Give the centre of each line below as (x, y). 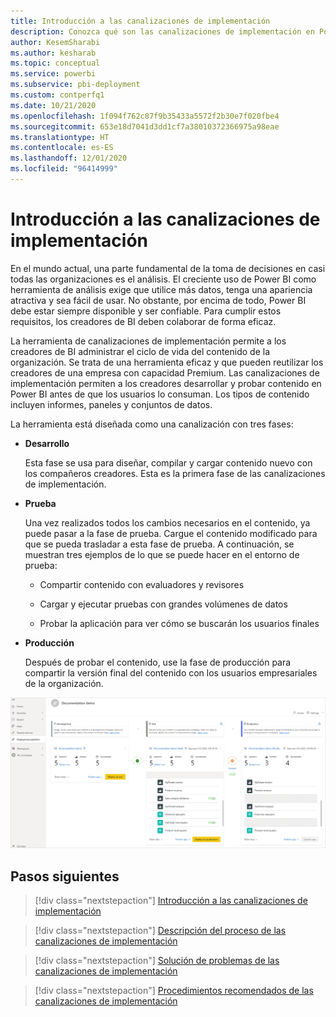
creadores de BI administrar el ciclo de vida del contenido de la (140, 351)
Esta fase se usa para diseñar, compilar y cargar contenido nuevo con (168, 462)
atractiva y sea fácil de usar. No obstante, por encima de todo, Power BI (158, 300)
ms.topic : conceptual (55, 63)
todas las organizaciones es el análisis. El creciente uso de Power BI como (163, 279)
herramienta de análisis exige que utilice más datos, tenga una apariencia (161, 289)
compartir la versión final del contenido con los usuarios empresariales (171, 672)
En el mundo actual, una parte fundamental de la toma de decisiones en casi (168, 268)
